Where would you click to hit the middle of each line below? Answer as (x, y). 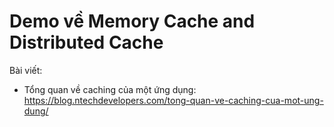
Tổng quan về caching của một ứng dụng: (110, 89)
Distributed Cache (86, 42)
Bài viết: (26, 70)
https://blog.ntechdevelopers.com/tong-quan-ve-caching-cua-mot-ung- (173, 100)
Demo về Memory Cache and (132, 21)
